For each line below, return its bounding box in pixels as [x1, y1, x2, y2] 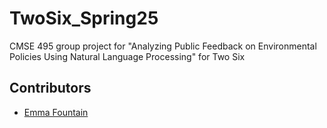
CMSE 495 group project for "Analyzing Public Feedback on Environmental [9, 40, 317, 52]
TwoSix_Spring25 [9, 7, 159, 30]
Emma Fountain [23, 106, 89, 118]
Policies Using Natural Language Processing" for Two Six [9, 50, 246, 62]
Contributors [9, 80, 92, 97]
